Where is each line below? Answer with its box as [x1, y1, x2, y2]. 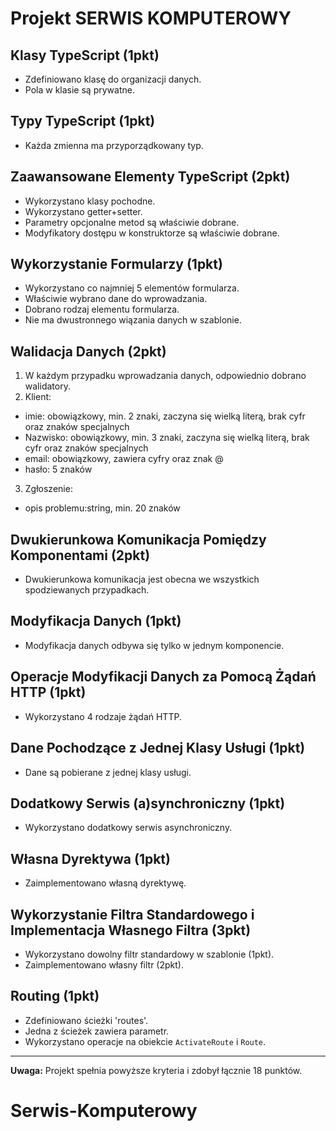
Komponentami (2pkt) [10, 547, 151, 564]
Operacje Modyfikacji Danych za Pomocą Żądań [10, 668, 317, 686]
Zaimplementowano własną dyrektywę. [24, 877, 187, 889]
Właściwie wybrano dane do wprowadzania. [24, 293, 208, 305]
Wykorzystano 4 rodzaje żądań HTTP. [24, 710, 182, 722]
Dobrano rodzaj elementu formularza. [24, 303, 180, 316]
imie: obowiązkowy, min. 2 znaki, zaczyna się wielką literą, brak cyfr [24, 410, 306, 422]
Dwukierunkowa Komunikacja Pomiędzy [10, 531, 267, 548]
